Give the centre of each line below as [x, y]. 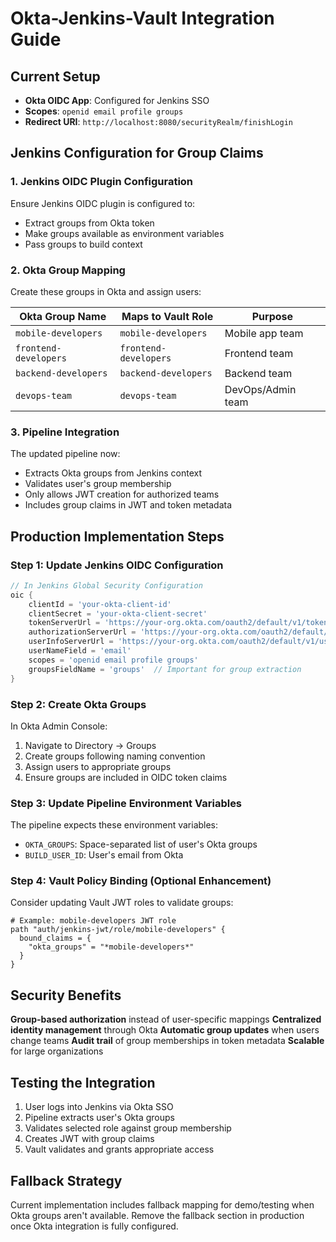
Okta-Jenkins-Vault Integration [142, 18]
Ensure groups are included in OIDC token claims [126, 777]
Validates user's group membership [98, 484]
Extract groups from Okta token [89, 223]
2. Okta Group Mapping [68, 270]
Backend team [258, 373]
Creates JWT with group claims [89, 1139]
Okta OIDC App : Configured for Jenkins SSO [117, 100]
